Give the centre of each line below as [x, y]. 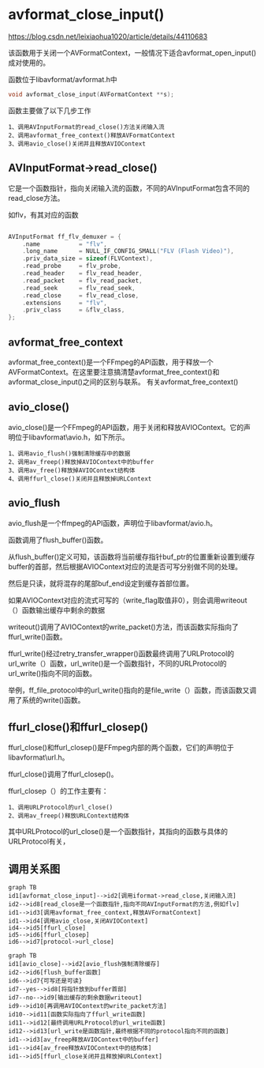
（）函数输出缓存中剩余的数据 [56, 609]
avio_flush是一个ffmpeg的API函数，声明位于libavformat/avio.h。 [113, 523]
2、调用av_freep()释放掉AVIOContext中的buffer [81, 462]
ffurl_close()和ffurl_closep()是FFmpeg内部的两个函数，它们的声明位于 [121, 748]
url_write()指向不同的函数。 [52, 673]
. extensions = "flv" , [65, 303]
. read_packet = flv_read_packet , [83, 281]
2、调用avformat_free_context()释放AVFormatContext [92, 135]
